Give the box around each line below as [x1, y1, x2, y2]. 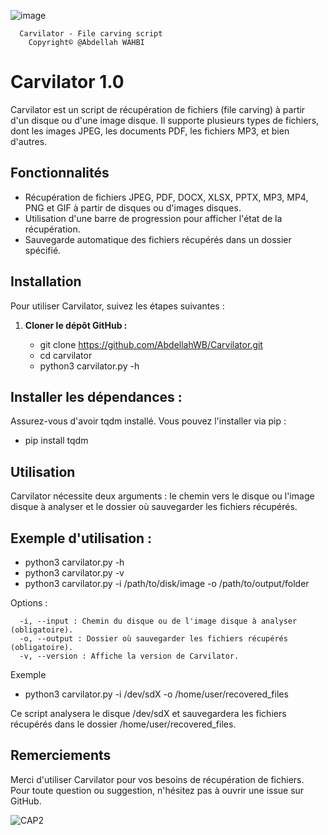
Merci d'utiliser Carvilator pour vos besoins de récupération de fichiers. [10, 773, 305, 785]
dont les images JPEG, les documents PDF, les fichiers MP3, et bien [10, 125, 290, 137]
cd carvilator [39, 349, 93, 361]
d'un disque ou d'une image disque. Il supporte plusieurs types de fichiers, [10, 114, 320, 126]
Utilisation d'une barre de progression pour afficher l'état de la [24, 212, 283, 224]
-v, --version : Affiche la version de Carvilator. [19, 651, 240, 661]
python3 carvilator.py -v [24, 567, 125, 579]
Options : [10, 597, 48, 609]
